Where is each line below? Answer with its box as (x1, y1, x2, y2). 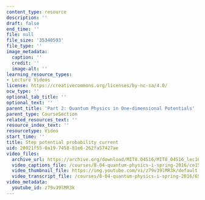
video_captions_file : (12, 162, 67, 168)
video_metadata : (6, 179, 48, 185)
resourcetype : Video (6, 128, 59, 134)
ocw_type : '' (6, 88, 40, 95)
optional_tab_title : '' (6, 94, 67, 100)
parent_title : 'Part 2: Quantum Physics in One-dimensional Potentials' (6, 105, 195, 112)
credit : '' (12, 60, 40, 66)
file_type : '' (6, 43, 43, 49)
